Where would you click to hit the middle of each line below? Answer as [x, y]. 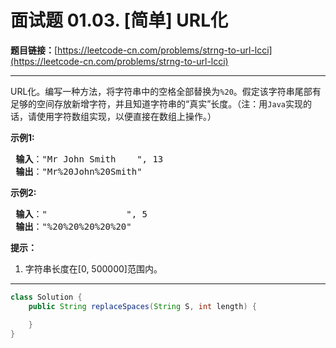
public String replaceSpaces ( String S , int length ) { [142, 306]
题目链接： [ [34, 50]
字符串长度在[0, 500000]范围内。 [93, 268]
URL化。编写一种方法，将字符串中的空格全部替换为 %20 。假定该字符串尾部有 [166, 91]
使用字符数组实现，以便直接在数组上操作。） [126, 116]
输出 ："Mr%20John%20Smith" [79, 171]
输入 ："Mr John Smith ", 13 [89, 159]
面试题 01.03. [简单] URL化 [119, 20]
